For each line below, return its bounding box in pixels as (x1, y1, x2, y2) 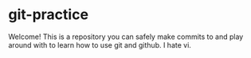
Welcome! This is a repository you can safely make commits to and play (8, 32, 244, 41)
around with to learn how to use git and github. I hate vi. (8, 40, 191, 49)
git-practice (8, 6, 89, 24)
